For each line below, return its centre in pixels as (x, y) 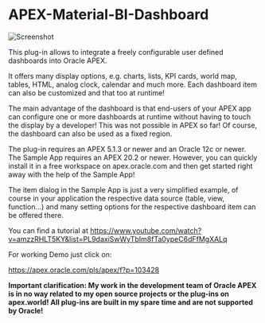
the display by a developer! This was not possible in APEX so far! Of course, (132, 125)
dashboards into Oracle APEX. (58, 60)
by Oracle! (26, 310)
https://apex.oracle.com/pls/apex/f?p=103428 (84, 270)
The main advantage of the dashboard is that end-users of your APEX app (130, 108)
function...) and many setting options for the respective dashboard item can (132, 206)
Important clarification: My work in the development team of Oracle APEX (132, 285)
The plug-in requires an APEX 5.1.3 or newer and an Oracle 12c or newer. (127, 149)
